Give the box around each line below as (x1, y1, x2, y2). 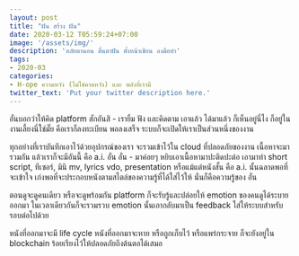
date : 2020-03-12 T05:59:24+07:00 (9, 30, 139, 39)
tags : (9, 55, 30, 64)
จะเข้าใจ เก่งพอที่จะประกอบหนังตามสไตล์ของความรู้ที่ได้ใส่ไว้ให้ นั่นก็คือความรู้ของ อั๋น (9, 172, 258, 182)
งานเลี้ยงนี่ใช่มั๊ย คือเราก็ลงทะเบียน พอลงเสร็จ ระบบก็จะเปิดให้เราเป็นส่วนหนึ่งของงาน (9, 123, 254, 134)
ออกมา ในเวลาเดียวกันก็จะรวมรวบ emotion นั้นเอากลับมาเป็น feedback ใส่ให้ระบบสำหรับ (9, 199, 284, 210)
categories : (9, 72, 54, 81)
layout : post (9, 13, 58, 22)
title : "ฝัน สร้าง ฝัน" (9, 22, 82, 31)
